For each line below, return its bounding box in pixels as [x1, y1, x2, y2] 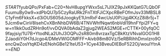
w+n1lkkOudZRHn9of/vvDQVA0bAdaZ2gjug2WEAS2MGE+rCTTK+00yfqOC [5, 25, 160, 31]
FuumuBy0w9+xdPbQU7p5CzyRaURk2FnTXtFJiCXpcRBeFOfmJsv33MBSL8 [5, 9, 161, 15]
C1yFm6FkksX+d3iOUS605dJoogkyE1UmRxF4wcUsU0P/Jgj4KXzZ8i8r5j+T [5, 15, 160, 20]
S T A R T [5, 4, 19, 10]
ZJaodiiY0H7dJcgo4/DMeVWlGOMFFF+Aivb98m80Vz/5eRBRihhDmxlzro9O [5, 36, 161, 42]
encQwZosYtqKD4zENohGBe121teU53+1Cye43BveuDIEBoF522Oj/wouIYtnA [5, 41, 161, 47]
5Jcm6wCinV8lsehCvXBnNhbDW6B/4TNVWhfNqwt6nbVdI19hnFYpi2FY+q [5, 20, 159, 26]
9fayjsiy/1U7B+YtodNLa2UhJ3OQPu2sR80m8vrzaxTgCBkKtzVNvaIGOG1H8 [5, 31, 160, 36]
